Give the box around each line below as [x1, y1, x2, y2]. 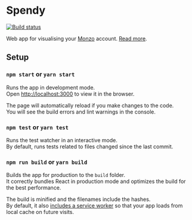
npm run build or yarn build [6, 158, 88, 166]
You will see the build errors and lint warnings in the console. [6, 108, 156, 115]
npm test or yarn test [6, 123, 69, 132]
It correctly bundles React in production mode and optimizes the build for [6, 178, 186, 185]
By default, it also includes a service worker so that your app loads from [6, 202, 183, 209]
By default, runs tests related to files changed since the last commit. [6, 143, 174, 150]
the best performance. [6, 184, 61, 191]
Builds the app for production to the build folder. [6, 172, 126, 179]
